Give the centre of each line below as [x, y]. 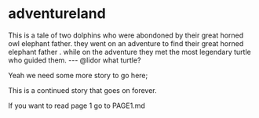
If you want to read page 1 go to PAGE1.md [77, 105]
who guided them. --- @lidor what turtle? [75, 60]
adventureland [57, 14]
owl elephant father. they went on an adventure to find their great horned [126, 43]
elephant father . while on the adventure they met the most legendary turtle [129, 52]
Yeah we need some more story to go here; [78, 75]
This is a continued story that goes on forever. [82, 90]
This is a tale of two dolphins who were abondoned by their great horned [126, 35]
